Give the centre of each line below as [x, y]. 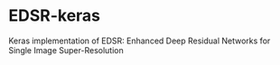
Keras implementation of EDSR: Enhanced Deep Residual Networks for [140, 41]
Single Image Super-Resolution [66, 50]
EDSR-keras [55, 16]
